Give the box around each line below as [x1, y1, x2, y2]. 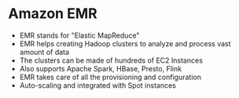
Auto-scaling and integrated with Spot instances [19, 80, 177, 90]
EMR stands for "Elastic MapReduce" [19, 31, 140, 40]
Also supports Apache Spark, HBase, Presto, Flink [19, 64, 182, 73]
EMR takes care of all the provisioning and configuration [19, 72, 202, 82]
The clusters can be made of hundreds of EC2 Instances [19, 56, 203, 65]
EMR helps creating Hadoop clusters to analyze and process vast [19, 38, 231, 48]
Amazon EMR [8, 5, 97, 23]
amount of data [19, 47, 69, 56]
